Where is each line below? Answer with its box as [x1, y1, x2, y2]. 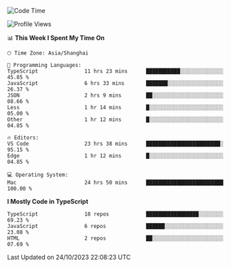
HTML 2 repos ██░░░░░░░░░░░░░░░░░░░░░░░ [7, 235, 224, 242]
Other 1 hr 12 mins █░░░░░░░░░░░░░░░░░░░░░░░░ [7, 116, 224, 123]
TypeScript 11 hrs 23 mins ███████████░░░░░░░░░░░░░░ [7, 68, 224, 75]
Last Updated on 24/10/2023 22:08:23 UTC [7, 253, 131, 261]
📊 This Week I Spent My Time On [7, 34, 105, 41]
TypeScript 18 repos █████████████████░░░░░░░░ [7, 211, 224, 218]
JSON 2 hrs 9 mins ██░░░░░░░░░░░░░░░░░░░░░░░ [7, 92, 224, 99]
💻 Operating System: [7, 171, 69, 178]
